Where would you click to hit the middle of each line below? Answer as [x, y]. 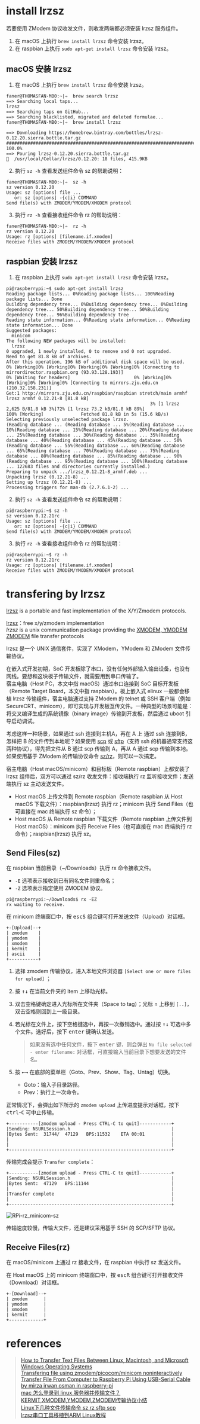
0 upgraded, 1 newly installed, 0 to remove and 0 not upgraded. [89, 351]
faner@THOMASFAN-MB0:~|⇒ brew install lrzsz [63, 122]
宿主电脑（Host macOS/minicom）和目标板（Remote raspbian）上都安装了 [98, 769]
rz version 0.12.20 [30, 231]
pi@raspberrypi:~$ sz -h [37, 510]
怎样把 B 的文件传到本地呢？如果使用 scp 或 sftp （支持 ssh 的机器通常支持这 [100, 741]
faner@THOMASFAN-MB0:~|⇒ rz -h [46, 226]
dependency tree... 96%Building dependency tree [68, 315]
